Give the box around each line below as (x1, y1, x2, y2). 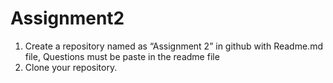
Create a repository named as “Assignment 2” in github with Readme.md (24, 40, 323, 52)
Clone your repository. (24, 61, 118, 73)
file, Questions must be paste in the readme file (24, 50, 220, 62)
